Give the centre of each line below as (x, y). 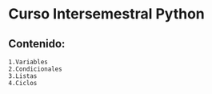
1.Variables (28, 62)
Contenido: (37, 44)
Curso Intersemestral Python (107, 14)
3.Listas (23, 76)
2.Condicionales (35, 69)
